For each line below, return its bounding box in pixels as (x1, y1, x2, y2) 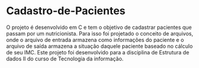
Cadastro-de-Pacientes (6, 4, 126, 18)
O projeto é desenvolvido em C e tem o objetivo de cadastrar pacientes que (6, 24, 192, 31)
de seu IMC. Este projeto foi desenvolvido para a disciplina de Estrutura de (6, 48, 189, 56)
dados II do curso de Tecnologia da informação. (6, 55, 124, 62)
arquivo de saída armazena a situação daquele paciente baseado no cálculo (6, 43, 193, 50)
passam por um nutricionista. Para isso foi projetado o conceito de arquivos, (6, 30, 194, 37)
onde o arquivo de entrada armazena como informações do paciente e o (6, 36, 184, 43)
